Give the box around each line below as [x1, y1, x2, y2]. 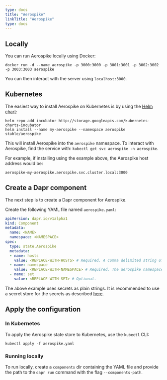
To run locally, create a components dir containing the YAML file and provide [5, 364, 159, 370]
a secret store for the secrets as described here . [5, 290, 104, 297]
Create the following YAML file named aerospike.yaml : [5, 206, 116, 212]
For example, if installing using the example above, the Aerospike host [5, 155, 149, 161]
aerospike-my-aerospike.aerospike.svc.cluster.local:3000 [5, 170, 128, 175]
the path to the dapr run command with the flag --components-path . [5, 369, 143, 375]
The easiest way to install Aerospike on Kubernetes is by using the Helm [5, 103, 153, 109]
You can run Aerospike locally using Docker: [5, 53, 96, 59]
